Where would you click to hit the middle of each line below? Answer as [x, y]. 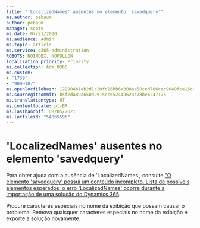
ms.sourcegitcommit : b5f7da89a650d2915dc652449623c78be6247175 [86, 95]
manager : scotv [25, 28]
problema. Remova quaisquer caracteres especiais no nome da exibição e [97, 213]
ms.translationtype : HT [36, 100]
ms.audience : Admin [30, 39]
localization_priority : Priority [48, 61]
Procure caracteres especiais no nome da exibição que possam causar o [96, 206]
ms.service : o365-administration [48, 51]
